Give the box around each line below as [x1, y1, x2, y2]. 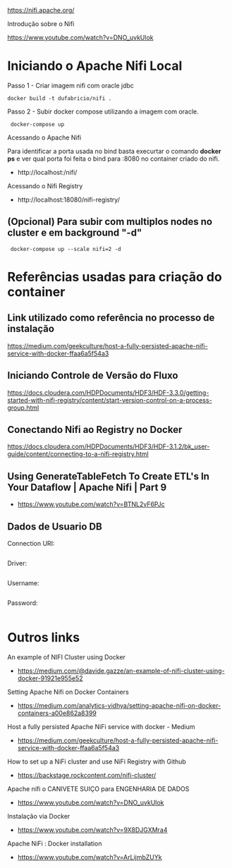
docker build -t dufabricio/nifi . [7, 94, 112, 102]
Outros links [7, 630, 80, 646]
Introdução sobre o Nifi [7, 20, 75, 27]
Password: [7, 599, 38, 607]
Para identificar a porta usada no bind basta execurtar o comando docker [7, 147, 221, 155]
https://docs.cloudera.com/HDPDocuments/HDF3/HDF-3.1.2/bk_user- [7, 442, 210, 451]
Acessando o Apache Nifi [7, 133, 82, 142]
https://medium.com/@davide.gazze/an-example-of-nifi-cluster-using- [17, 666, 225, 675]
